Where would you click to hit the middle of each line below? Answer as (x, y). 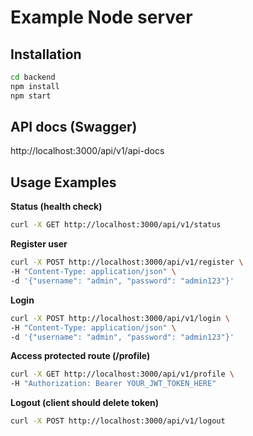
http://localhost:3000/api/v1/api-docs (87, 151)
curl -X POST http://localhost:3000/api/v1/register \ (127, 262)
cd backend (33, 77)
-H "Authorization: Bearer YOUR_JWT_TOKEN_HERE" (113, 384)
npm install (35, 86)
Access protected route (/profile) (80, 356)
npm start (31, 96)
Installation (46, 54)
